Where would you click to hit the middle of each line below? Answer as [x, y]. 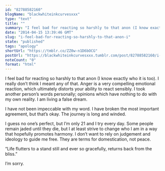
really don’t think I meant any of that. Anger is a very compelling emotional [80, 84]
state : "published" [25, 42]
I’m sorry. [15, 164]
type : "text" [18, 19]
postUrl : [14, 55]
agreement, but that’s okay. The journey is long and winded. [66, 114]
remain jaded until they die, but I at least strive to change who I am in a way [81, 129]
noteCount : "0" [21, 60]
